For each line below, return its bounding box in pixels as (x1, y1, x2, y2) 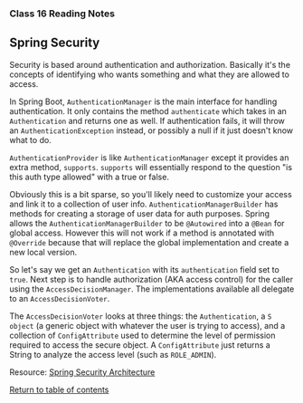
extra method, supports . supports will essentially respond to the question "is (9, 161, 292, 172)
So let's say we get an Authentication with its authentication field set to (9, 264, 280, 274)
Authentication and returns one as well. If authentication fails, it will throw (9, 115, 285, 126)
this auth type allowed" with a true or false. (9, 171, 170, 182)
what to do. (9, 134, 52, 145)
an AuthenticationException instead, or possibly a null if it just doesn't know (9, 125, 294, 136)
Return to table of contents (9, 384, 109, 395)
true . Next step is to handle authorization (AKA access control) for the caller (9, 273, 294, 284)
